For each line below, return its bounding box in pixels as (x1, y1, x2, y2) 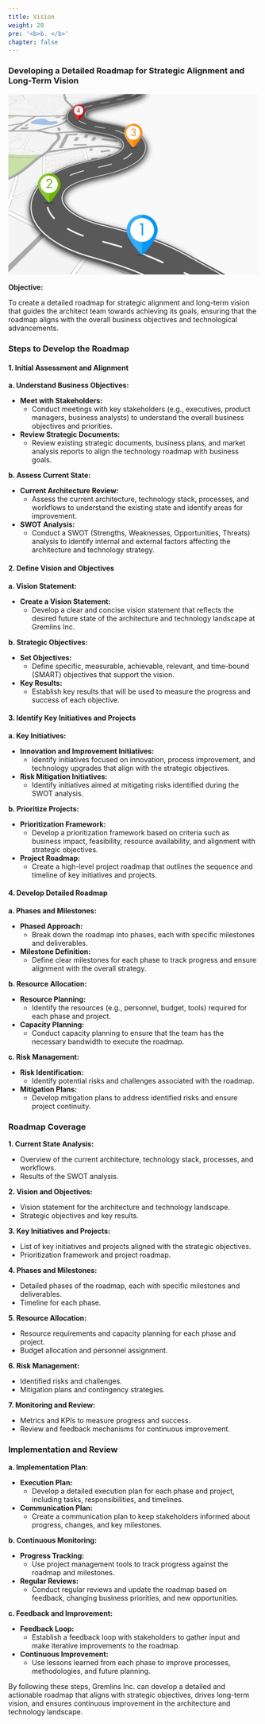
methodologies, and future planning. (31, 1666, 151, 1675)
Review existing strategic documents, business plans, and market (31, 438, 246, 448)
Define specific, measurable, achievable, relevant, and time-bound (31, 661, 250, 671)
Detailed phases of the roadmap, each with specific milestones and (19, 1281, 240, 1290)
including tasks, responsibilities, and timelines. (31, 1494, 184, 1504)
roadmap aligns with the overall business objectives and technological (8, 315, 238, 325)
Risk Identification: (19, 1068, 84, 1077)
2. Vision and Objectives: (8, 1187, 93, 1197)
